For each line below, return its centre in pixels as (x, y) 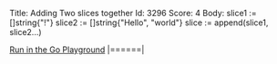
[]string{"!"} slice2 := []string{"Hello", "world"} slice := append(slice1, (139, 23)
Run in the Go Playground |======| (77, 50)
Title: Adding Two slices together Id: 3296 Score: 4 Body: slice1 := (133, 13)
